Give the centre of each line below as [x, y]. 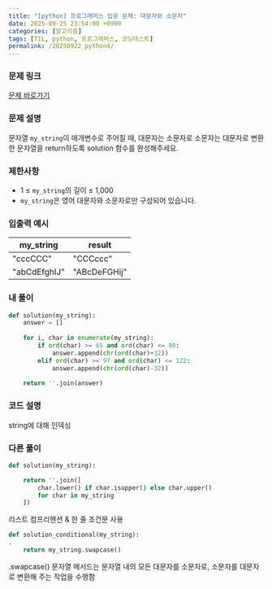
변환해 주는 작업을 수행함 [56, 576]
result [100, 245]
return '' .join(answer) [63, 383]
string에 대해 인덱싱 [40, 425]
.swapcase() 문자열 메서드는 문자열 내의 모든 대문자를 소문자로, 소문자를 [123, 566]
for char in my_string [76, 495]
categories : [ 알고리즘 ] [45, 31]
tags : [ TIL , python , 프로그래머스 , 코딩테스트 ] [81, 39]
